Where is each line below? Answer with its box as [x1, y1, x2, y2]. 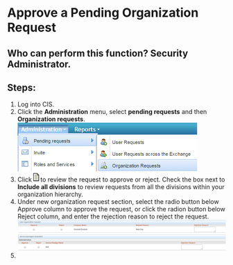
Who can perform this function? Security [7, 47, 189, 59]
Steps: [7, 81, 36, 93]
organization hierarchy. [17, 190, 83, 199]
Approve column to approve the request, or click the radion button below [17, 205, 225, 214]
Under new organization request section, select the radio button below [17, 198, 220, 206]
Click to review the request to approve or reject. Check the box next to [17, 175, 225, 184]
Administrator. [7, 58, 71, 70]
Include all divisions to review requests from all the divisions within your [17, 183, 225, 191]
